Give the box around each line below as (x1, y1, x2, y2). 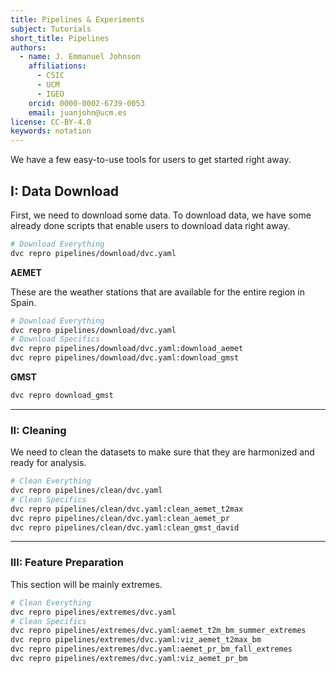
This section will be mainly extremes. (10, 578, 163, 590)
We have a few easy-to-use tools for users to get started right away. (10, 154, 292, 166)
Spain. (10, 296, 37, 308)
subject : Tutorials (10, 24, 92, 34)
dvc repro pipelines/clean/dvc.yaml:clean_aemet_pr (10, 513, 230, 523)
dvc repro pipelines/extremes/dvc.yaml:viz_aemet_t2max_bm (10, 635, 262, 645)
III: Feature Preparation (10, 556, 124, 570)
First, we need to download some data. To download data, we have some (10, 209, 312, 221)
